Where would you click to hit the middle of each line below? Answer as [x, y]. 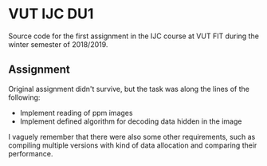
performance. [31, 153]
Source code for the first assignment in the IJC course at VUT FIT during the [133, 36]
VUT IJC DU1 [51, 14]
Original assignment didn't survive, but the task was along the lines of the [129, 89]
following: [24, 97]
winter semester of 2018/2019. [58, 44]
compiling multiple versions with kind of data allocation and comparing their [133, 145]
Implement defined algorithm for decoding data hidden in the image [131, 121]
